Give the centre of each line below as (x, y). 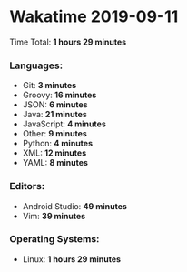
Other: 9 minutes (55, 134)
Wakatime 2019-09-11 (94, 17)
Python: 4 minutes (58, 144)
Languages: (36, 65)
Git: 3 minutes (49, 86)
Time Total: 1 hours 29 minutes (68, 42)
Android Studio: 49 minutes (74, 206)
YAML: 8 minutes (55, 163)
